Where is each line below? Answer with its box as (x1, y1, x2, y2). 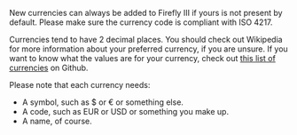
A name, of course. (21, 115, 92, 126)
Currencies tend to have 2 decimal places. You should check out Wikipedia (9, 35, 283, 44)
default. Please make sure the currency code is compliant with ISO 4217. (9, 17, 273, 28)
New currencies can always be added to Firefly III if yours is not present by (9, 8, 283, 18)
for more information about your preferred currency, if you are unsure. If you (9, 44, 288, 54)
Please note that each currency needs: (9, 80, 151, 90)
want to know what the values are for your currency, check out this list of (9, 53, 277, 63)
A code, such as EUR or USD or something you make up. (21, 107, 229, 116)
